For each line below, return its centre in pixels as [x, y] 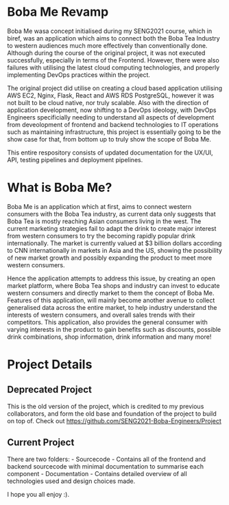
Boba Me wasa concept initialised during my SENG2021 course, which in [110, 31]
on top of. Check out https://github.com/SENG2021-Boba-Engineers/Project [114, 420]
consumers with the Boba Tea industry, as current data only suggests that [111, 214]
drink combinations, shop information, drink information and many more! [109, 337]
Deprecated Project [50, 390]
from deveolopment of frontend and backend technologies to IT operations [113, 124]
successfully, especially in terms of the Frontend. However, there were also [113, 60]
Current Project [41, 443]
